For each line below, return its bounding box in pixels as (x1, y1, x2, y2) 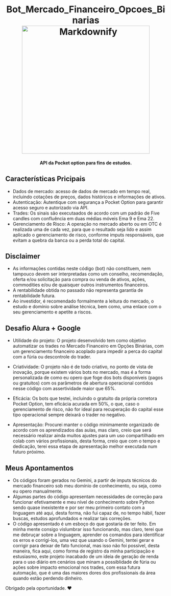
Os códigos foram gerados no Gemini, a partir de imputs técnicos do (12, 477, 157, 483)
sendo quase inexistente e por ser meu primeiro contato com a (12, 504, 145, 510)
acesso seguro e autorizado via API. (12, 204, 89, 210)
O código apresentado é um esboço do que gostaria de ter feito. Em (12, 521, 156, 527)
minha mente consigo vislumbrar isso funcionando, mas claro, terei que (12, 526, 163, 533)
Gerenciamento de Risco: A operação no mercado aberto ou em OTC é (12, 221, 162, 227)
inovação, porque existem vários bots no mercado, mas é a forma (12, 369, 151, 375)
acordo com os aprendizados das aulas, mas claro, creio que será (12, 427, 152, 433)
